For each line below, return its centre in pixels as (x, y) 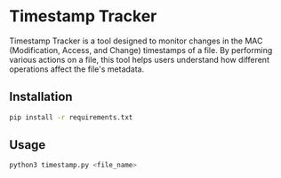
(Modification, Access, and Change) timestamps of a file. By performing (141, 50)
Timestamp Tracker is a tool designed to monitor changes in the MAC (136, 41)
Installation (41, 97)
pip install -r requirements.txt (71, 117)
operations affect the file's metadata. (77, 69)
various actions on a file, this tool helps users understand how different (139, 59)
